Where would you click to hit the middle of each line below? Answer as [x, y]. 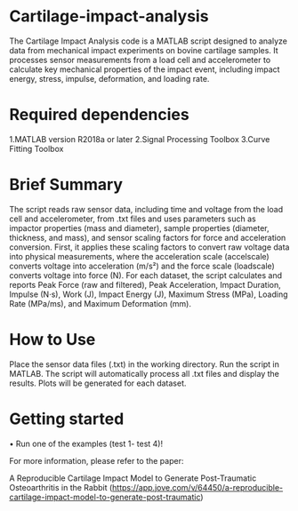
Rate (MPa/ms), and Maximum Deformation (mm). [100, 303]
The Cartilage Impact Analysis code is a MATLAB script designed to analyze [148, 41]
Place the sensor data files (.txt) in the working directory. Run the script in [145, 364]
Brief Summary [66, 185]
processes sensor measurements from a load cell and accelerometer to [140, 60]
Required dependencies [99, 115]
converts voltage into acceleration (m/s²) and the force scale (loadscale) [142, 266]
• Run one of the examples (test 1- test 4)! [86, 443]
